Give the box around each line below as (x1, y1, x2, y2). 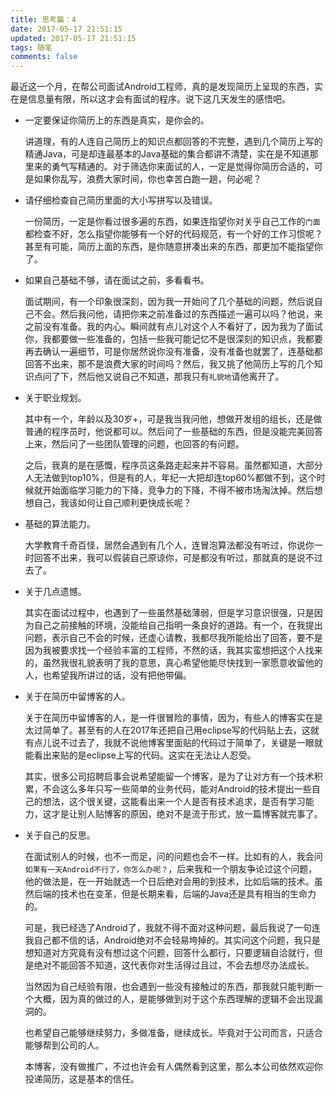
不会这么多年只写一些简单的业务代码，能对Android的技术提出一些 (42, 783, 312, 795)
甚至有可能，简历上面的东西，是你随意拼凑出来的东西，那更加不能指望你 (24, 241, 323, 253)
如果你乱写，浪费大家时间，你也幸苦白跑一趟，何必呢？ (33, 173, 262, 185)
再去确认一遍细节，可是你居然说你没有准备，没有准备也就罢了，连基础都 (24, 346, 323, 358)
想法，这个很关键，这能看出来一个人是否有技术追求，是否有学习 (42, 796, 306, 808)
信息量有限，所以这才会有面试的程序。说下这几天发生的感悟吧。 (27, 93, 291, 105)
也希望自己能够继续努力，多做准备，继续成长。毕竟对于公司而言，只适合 (24, 1027, 323, 1039)
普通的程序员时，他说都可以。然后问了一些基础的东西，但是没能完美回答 (24, 426, 323, 438)
